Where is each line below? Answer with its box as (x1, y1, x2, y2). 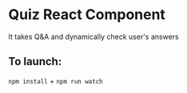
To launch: (8, 55, 62, 68)
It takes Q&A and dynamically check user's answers (8, 32, 179, 41)
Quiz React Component (8, 6, 166, 24)
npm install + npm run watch (8, 76, 103, 85)
